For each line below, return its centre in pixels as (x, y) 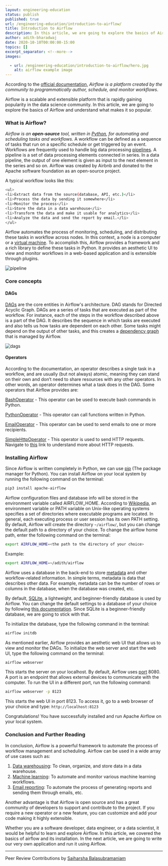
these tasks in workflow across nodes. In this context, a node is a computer (83, 237)
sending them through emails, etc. (48, 792)
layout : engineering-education (38, 10)
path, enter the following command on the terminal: (58, 535)
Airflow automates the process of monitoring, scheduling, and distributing (81, 232)
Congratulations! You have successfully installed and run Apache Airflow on (83, 716)
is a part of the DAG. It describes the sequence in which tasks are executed (83, 320)
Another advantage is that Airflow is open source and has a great (72, 802)
